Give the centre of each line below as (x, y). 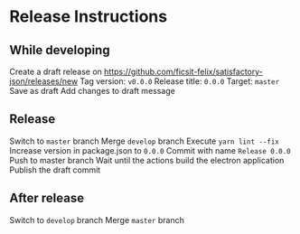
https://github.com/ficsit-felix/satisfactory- (183, 71)
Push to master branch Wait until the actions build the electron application (147, 160)
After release (47, 198)
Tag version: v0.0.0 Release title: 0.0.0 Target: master (180, 81)
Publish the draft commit (55, 170)
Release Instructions (89, 17)
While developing (60, 50)
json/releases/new (44, 81)
